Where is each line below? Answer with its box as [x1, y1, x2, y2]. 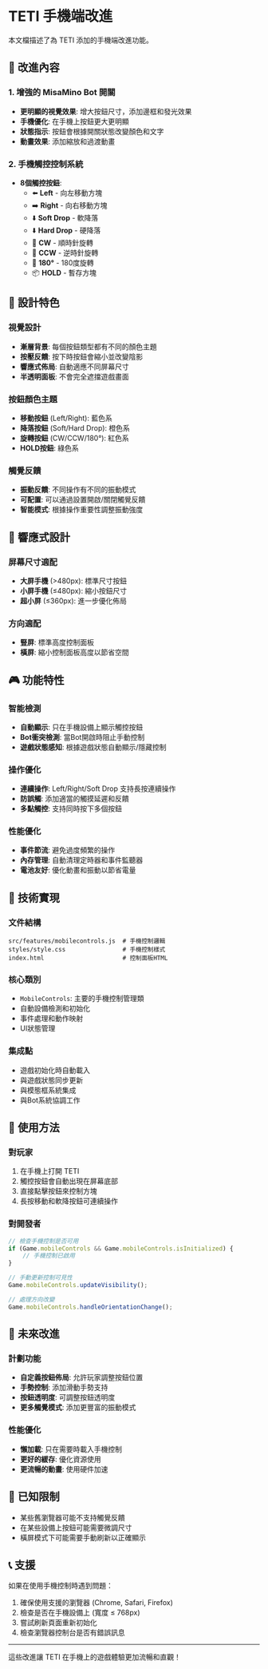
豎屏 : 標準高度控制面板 [19, 638, 94, 647]
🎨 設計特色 [8, 296, 60, 310]
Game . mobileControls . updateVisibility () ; [8, 1282, 148, 1290]
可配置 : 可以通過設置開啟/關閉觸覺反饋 [19, 495, 146, 504]
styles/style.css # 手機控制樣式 [8, 946, 166, 954]
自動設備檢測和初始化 [19, 1003, 90, 1013]
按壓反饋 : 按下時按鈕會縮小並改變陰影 [19, 352, 144, 361]
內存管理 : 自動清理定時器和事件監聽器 [19, 856, 144, 865]
